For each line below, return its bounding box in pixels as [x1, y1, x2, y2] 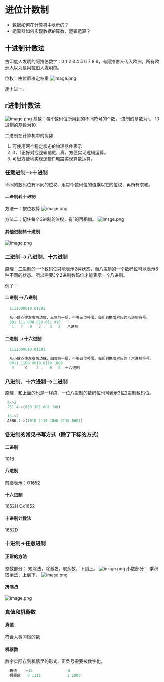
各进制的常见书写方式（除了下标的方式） [5, 431, 102, 438]
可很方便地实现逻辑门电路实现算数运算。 [12, 155, 95, 162]
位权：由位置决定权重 [5, 75, 49, 81]
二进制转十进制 [5, 194, 36, 199]
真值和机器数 [5, 608, 36, 615]
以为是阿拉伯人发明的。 [13, 64, 62, 70]
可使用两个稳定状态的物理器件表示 [12, 143, 82, 149]
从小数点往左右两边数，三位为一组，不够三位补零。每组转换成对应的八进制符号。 [9, 315, 150, 320]
